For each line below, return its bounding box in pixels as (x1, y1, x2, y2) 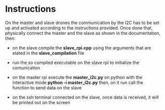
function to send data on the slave (12, 84, 82, 90)
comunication (12, 65, 40, 71)
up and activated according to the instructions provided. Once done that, (5, 25, 153, 30)
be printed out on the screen (12, 99, 70, 105)
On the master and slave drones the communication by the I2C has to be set (5, 20, 160, 26)
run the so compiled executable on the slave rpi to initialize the (12, 59, 139, 65)
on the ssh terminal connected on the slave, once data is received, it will (12, 94, 159, 100)
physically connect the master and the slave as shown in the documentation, (5, 30, 161, 36)
